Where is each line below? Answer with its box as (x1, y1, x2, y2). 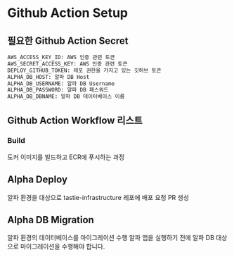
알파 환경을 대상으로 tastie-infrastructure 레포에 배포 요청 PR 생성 (7, 193, 190, 201)
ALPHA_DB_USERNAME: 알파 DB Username (7, 80, 115, 87)
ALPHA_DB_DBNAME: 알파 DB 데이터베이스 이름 (7, 93, 125, 100)
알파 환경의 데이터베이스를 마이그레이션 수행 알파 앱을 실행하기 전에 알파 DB (7, 234, 214, 242)
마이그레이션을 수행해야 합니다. (20, 242, 105, 251)
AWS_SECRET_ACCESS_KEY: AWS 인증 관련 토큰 (7, 60, 128, 68)
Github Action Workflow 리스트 (7, 114, 143, 126)
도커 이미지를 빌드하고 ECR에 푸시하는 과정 (7, 153, 125, 161)
